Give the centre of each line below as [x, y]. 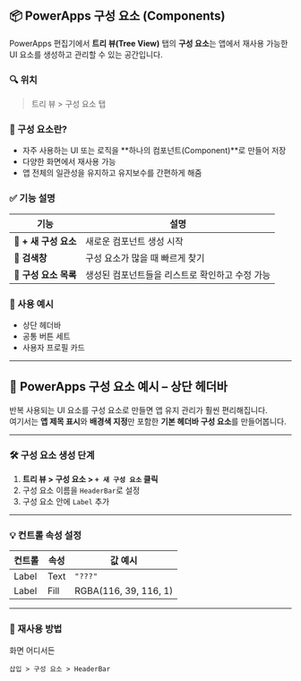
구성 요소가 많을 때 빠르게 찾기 [145, 258]
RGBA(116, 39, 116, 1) [124, 591]
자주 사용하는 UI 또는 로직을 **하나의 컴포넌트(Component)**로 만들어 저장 [154, 151]
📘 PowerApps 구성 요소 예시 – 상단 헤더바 [119, 387]
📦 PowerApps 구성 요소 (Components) [117, 16]
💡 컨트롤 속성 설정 [46, 536]
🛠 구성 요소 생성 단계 [52, 455]
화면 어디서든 [32, 650]
